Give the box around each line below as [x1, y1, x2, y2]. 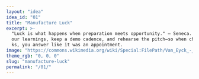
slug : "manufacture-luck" [6, 58, 70, 64]
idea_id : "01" [6, 14, 41, 20]
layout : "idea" [6, 8, 44, 15]
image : [6, 48, 23, 53]
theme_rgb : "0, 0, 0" [6, 53, 60, 59]
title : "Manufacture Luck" [6, 20, 73, 26]
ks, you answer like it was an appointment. [11, 42, 123, 48]
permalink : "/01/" [6, 64, 52, 70]
